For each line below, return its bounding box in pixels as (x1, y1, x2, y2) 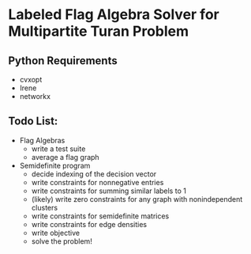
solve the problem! (31, 236, 92, 246)
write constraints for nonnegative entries (31, 177, 164, 187)
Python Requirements (8, 54, 118, 67)
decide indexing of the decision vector (31, 169, 157, 179)
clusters (31, 203, 58, 212)
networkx (19, 92, 51, 100)
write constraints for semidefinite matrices (31, 211, 170, 221)
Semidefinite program (19, 161, 91, 170)
